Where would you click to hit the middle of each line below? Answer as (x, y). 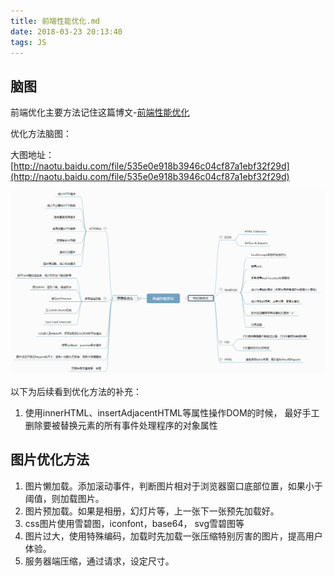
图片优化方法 (50, 460)
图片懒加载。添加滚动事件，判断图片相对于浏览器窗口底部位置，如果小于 (173, 486)
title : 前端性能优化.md (55, 21)
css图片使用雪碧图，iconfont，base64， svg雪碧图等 (134, 523)
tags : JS (28, 42)
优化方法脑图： (41, 134)
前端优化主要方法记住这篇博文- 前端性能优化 (100, 112)
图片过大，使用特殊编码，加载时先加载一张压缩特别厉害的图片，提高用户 (173, 536)
